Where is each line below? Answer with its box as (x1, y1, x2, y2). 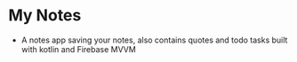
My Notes (8, 5, 82, 26)
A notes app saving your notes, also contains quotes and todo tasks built (20, 35, 288, 45)
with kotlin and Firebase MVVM (20, 43, 137, 54)
